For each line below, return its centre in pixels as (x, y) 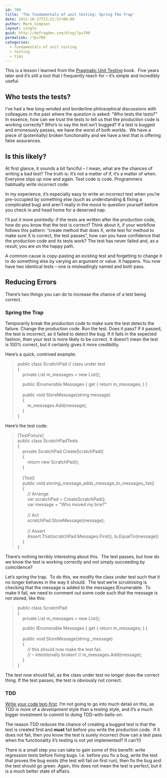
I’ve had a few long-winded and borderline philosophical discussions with (81, 109)
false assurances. (23, 141)
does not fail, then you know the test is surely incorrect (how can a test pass (83, 735)
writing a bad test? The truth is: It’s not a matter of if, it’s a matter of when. (81, 174)
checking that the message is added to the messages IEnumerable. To (78, 588)
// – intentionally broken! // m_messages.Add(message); (85, 655)
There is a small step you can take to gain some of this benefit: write (75, 750)
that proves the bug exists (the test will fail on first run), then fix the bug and (83, 761)
